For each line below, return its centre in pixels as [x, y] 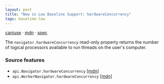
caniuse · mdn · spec [26, 33]
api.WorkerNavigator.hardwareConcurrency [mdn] [62, 76]
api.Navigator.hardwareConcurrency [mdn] [56, 71]
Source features [25, 60]
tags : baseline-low [25, 19]
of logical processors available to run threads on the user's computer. [76, 48]
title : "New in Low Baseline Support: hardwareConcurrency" [68, 14]
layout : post [19, 10]
